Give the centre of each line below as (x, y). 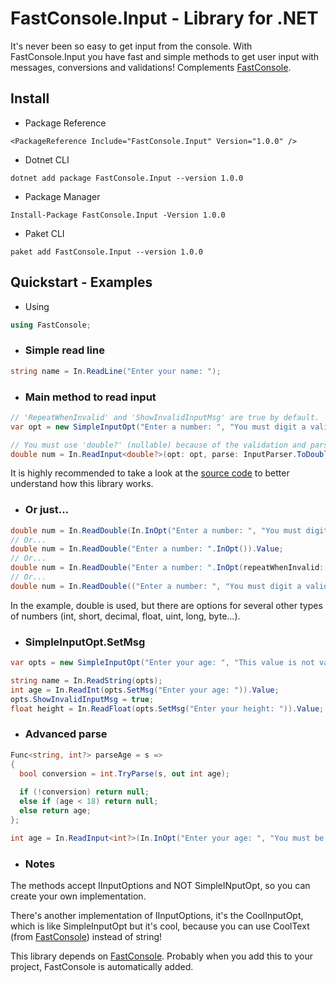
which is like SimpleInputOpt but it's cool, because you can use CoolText (160, 926)
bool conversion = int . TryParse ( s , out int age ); (124, 773)
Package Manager (62, 196)
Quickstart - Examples (81, 282)
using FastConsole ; (51, 325)
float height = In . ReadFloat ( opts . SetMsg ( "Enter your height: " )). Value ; (167, 708)
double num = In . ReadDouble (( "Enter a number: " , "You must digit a (156, 586)
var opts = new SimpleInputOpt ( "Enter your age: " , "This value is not (162, 663)
